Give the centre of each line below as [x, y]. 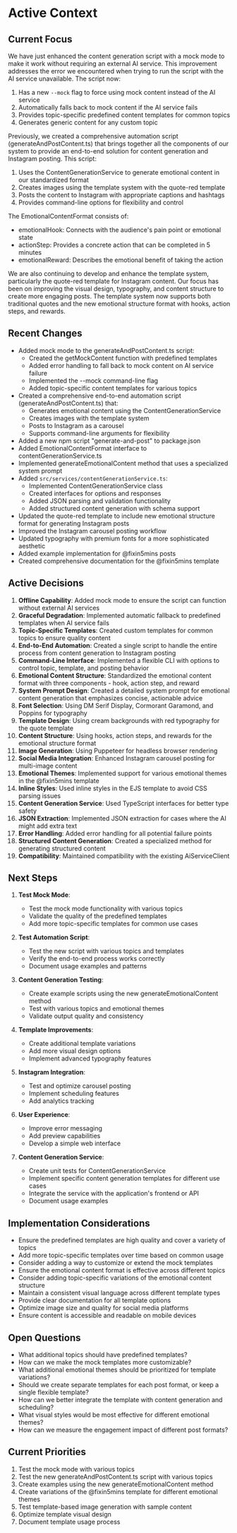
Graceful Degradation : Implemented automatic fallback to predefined [119, 615]
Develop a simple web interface [75, 1143]
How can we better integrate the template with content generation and [120, 1400]
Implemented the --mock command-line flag [93, 381]
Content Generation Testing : [61, 980]
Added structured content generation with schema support [114, 508]
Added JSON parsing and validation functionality [100, 501]
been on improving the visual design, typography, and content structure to [116, 289]
